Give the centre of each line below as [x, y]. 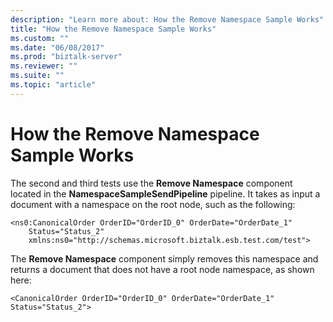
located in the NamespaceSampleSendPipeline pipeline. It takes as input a [165, 193]
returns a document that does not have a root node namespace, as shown [162, 269]
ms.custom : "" [40, 38]
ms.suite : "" [37, 76]
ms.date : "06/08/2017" [57, 47]
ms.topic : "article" [53, 85]
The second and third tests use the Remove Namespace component [151, 183]
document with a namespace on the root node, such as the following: [153, 204]
